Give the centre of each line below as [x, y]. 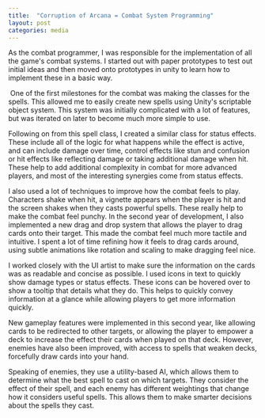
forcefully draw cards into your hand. [68, 356]
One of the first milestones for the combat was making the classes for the [130, 93]
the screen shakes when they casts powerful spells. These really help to [126, 208]
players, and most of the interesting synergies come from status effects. [126, 176]
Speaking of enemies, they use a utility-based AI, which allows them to [123, 372]
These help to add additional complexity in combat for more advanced [123, 168]
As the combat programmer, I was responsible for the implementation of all [130, 53]
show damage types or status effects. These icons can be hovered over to [129, 283]
